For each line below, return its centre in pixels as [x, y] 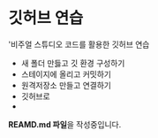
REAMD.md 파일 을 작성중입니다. [65, 124]
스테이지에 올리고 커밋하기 [66, 74]
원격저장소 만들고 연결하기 [66, 85]
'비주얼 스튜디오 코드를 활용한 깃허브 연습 [79, 44]
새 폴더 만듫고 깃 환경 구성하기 [73, 63]
